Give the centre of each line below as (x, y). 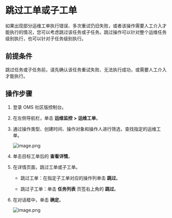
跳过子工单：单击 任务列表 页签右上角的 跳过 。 (69, 189)
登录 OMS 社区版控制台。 (39, 107)
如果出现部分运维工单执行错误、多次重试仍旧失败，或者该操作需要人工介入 (84, 26)
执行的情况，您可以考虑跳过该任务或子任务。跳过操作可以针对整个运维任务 (88, 32)
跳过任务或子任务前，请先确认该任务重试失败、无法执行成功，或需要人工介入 (86, 69)
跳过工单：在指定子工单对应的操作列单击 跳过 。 (70, 178)
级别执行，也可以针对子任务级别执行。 (46, 38)
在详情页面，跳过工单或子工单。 (46, 167)
